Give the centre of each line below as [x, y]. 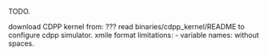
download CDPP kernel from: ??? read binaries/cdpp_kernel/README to [127, 26]
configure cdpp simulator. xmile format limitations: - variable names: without [134, 35]
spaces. [21, 43]
